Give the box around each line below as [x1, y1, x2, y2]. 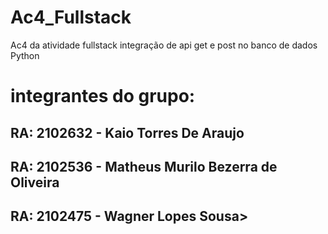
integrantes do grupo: [10, 85, 196, 108]
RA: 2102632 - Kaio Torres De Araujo [10, 124, 245, 141]
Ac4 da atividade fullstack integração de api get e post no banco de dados [10, 39, 318, 51]
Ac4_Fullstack [10, 6, 132, 29]
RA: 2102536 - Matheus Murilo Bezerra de [10, 158, 278, 175]
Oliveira [10, 174, 60, 191]
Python [10, 49, 40, 61]
